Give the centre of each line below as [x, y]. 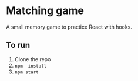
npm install [31, 66]
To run [18, 45]
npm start [27, 72]
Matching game [45, 11]
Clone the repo [33, 59]
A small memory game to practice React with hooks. [69, 27]
